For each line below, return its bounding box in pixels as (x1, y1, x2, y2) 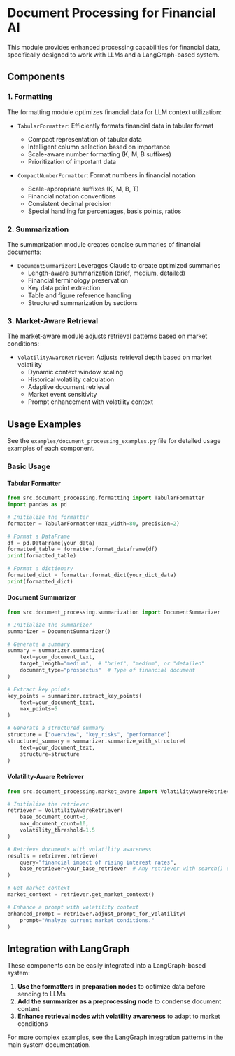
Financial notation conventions (27, 191, 117, 201)
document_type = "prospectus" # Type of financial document (20, 667, 196, 674)
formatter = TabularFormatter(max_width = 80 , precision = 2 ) (7, 520, 180, 527)
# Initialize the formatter (7, 513, 90, 520)
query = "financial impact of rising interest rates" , (20, 859, 177, 866)
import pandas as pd (7, 501, 68, 508)
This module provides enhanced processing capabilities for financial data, (7, 43, 220, 51)
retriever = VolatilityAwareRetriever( (7, 807, 124, 814)
